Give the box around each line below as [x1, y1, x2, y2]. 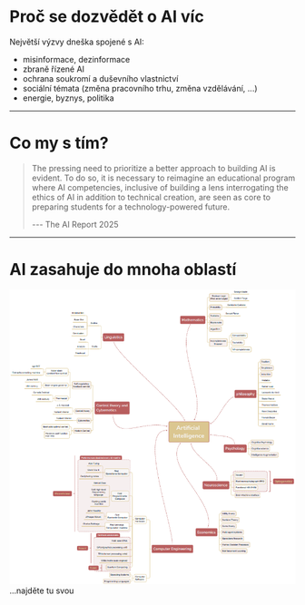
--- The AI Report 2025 [31, 219, 119, 229]
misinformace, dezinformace [22, 54, 131, 64]
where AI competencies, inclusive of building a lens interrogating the [31, 181, 289, 192]
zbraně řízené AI [22, 63, 84, 74]
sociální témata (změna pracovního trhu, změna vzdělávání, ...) [22, 83, 258, 93]
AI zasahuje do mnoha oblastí [9, 259, 237, 280]
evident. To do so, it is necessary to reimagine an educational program [31, 172, 296, 183]
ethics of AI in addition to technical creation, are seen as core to [31, 191, 271, 202]
